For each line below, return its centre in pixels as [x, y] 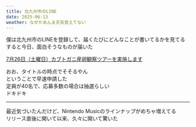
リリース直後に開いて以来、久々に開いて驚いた [62, 119]
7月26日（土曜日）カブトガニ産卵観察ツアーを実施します [74, 59]
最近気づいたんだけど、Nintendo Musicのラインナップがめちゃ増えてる [91, 111]
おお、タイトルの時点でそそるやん [47, 72]
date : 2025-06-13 [27, 17]
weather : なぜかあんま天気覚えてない [46, 22]
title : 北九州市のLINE [32, 11]
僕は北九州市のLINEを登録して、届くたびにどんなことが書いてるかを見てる [96, 40]
